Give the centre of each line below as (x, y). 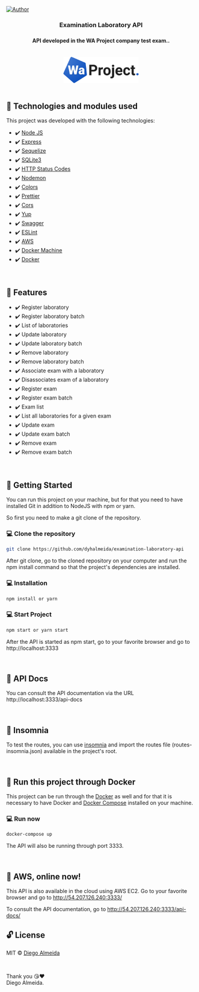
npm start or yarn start (37, 630)
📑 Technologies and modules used (72, 106)
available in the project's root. (80, 751)
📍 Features (27, 292)
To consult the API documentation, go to (56, 909)
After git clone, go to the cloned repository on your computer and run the (97, 561)
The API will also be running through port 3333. (65, 846)
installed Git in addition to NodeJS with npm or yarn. (71, 506)
